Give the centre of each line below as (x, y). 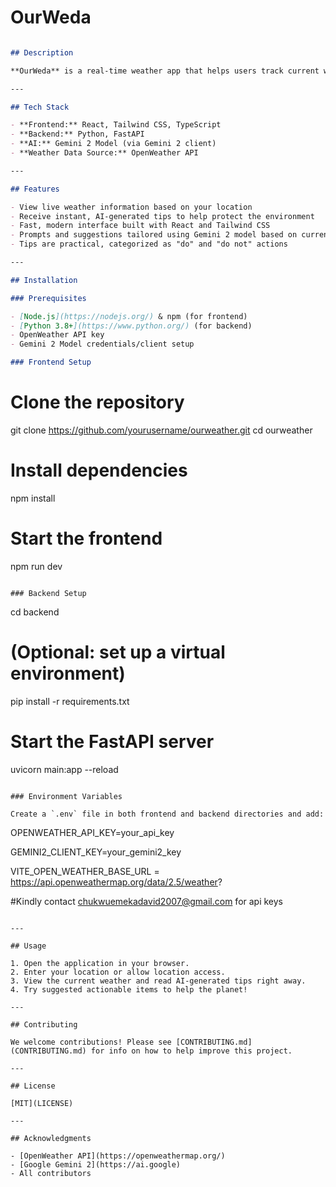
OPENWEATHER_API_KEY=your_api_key (92, 832)
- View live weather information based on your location (131, 207)
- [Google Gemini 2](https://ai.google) (96, 1164)
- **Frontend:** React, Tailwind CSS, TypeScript (116, 125)
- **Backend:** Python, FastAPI (77, 134)
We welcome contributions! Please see (91, 1042)
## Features (35, 189)
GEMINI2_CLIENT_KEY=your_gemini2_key (96, 852)
